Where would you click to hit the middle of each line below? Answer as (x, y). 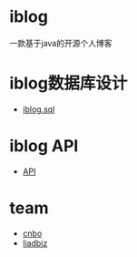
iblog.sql (39, 109)
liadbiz (35, 242)
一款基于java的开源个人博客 (61, 43)
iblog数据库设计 (68, 83)
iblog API (44, 146)
